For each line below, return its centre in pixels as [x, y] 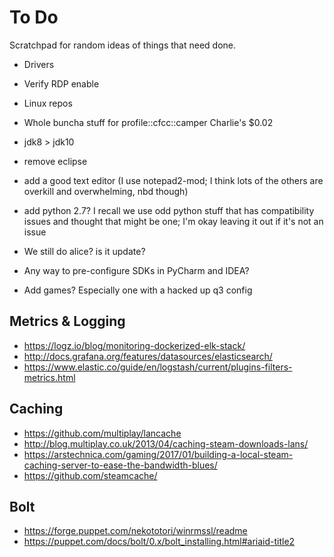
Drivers [39, 64]
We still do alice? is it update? [84, 251]
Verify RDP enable [61, 83]
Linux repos [48, 103]
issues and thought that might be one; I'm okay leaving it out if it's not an [173, 221]
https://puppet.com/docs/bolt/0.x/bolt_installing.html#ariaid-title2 [159, 542]
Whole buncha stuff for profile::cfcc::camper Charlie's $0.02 [148, 122]
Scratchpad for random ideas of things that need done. [123, 45]
